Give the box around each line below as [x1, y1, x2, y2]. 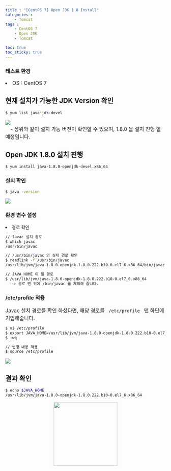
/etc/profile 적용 [5, 294, 45, 301]
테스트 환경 [5, 67, 31, 74]
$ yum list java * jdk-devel [5, 110, 63, 115]
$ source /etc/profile [5, 349, 53, 354]
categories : [5, 12, 33, 17]
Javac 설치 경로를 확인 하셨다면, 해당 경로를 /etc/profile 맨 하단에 [5, 307, 164, 314]
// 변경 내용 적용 [5, 344, 38, 349]
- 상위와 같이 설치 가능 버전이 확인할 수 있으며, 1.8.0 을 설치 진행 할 [10, 125, 161, 132]
